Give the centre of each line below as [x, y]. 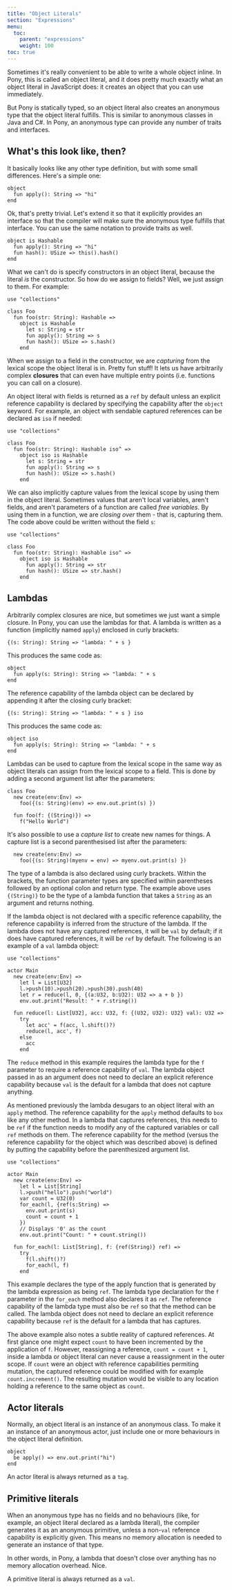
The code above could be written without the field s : [81, 521]
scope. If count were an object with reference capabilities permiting [103, 1364]
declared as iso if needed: [45, 418]
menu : [15, 26]
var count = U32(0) [48, 1198]
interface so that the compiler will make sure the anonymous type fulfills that [116, 221]
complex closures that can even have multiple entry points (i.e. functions [111, 375]
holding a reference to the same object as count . [76, 1386]
